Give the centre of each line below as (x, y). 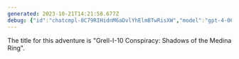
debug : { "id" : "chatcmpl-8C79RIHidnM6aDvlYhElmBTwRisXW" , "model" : (106, 20)
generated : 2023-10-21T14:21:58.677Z (63, 14)
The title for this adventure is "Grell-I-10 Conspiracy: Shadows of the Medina (119, 40)
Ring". (16, 48)
